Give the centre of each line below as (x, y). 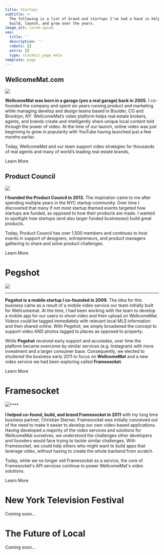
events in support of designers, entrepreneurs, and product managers (75, 238)
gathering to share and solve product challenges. (54, 243)
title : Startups (21, 10)
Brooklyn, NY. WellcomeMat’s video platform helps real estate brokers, (76, 116)
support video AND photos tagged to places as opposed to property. (74, 331)
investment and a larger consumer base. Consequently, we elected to (75, 351)
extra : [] (19, 50)
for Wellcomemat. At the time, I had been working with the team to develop (80, 310)
